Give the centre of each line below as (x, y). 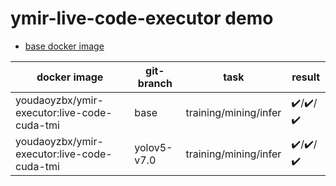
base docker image (64, 46)
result (306, 77)
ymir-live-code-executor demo (142, 18)
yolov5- (153, 147)
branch (155, 83)
